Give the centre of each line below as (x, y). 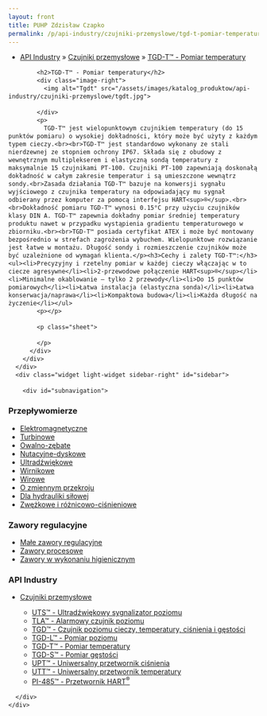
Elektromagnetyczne (54, 428)
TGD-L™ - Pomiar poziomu (74, 638)
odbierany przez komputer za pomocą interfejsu (89, 200)
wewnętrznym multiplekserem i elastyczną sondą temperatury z (113, 160)
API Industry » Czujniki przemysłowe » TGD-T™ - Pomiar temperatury (133, 57)
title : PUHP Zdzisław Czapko (56, 25)
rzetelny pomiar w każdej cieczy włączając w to (165, 264)
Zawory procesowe (51, 551)
